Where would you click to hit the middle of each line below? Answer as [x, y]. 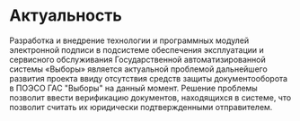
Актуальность [66, 16]
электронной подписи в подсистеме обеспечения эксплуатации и [137, 49]
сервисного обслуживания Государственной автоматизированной [138, 59]
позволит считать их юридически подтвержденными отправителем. [141, 107]
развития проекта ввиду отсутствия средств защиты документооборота [149, 78]
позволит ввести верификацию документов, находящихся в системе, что [150, 97]
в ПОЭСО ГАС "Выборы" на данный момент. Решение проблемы [133, 88]
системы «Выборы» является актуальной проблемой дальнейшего [138, 69]
